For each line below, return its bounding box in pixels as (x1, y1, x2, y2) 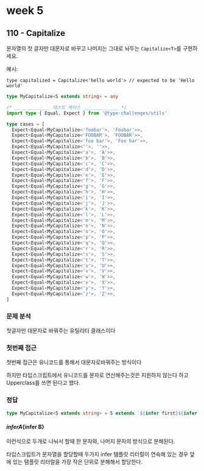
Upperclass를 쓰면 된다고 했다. (6, 379, 80, 386)
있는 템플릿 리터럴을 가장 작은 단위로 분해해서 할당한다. (12, 458, 143, 466)
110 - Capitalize (6, 28, 66, 38)
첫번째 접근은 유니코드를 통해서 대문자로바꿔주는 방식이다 (6, 358, 142, 366)
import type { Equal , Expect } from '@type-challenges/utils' (6, 110, 167, 116)
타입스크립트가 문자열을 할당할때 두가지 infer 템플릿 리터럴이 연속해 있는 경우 (6, 450, 189, 458)
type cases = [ (6, 121, 45, 127)
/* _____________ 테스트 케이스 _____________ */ (6, 104, 127, 110)
